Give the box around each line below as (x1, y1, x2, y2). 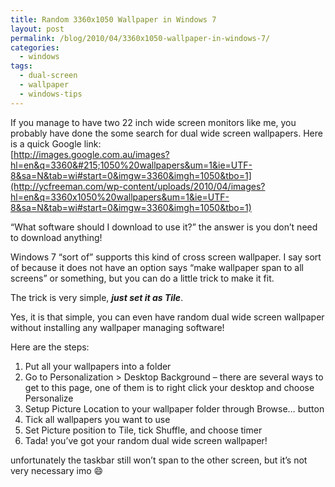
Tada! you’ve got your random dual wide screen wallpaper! (24, 434, 268, 446)
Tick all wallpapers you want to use (24, 413, 171, 425)
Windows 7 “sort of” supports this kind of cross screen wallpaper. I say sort (10, 251, 322, 263)
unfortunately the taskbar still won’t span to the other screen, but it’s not (10, 454, 308, 466)
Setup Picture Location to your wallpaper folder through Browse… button (24, 402, 325, 415)
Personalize (24, 392, 74, 404)
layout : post (10, 24, 65, 34)
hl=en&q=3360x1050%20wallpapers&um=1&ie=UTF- (10, 191, 230, 203)
